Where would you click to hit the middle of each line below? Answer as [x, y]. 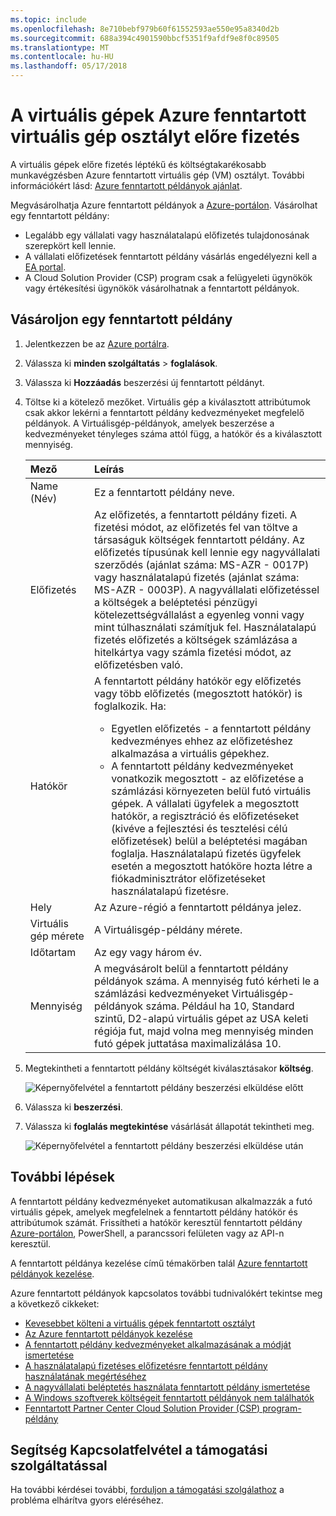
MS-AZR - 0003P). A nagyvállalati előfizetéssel [207, 589]
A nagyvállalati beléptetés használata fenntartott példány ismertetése [167, 1387]
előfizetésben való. [139, 664]
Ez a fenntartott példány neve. [164, 492]
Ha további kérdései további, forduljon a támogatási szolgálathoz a [147, 1490]
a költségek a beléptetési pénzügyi [176, 602]
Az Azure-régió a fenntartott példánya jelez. [198, 907]
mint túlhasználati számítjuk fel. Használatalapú [205, 627]
